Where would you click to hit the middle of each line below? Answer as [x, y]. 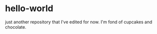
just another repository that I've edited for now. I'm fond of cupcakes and [79, 22]
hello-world [29, 8]
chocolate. [16, 27]
